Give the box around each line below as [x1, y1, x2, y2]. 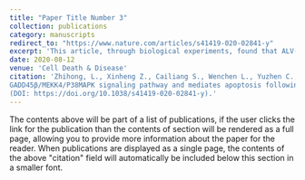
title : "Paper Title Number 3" [9, 13, 128, 23]
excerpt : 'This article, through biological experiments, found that [9, 47, 279, 56]
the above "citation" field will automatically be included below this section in [9, 152, 294, 163]
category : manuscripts [9, 30, 95, 39]
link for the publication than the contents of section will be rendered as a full [9, 123, 294, 134]
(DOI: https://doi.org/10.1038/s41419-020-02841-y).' [9, 89, 218, 98]
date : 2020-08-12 [9, 55, 75, 64]
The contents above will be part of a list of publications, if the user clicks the [9, 114, 295, 125]
